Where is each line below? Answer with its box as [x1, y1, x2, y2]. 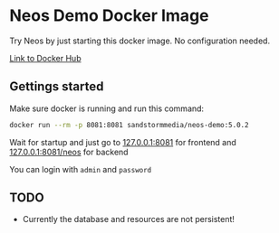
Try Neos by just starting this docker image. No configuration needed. [9, 35, 270, 46]
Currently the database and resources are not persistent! [22, 214, 236, 225]
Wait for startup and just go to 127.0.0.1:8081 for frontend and [9, 136, 237, 147]
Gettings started [9, 79, 104, 95]
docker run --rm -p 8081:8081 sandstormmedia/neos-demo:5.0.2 [9, 120, 249, 129]
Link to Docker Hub [9, 52, 82, 63]
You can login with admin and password [9, 163, 152, 174]
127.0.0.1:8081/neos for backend [9, 146, 129, 157]
